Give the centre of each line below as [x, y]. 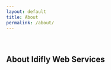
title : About [22, 17]
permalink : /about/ [30, 23]
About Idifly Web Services [56, 59]
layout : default [26, 12]
